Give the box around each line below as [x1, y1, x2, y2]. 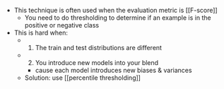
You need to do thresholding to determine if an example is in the [24, 13, 211, 22]
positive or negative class [24, 21, 100, 29]
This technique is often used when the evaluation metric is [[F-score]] [13, 6, 218, 14]
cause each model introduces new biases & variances [35, 66, 192, 74]
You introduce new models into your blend [35, 59, 159, 66]
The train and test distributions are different [35, 44, 163, 52]
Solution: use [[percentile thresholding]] [24, 73, 141, 82]
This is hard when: [13, 28, 69, 37]
